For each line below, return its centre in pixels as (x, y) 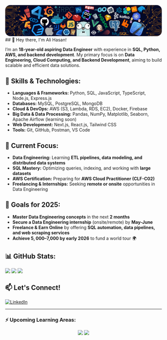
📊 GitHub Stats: (31, 256)
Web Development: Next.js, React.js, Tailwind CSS (64, 125)
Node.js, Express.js (32, 98)
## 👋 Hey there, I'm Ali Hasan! (36, 40)
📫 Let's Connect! (33, 288)
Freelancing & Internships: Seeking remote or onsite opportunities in (83, 184)
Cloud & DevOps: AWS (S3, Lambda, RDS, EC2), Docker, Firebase (80, 109)
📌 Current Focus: (32, 145)
